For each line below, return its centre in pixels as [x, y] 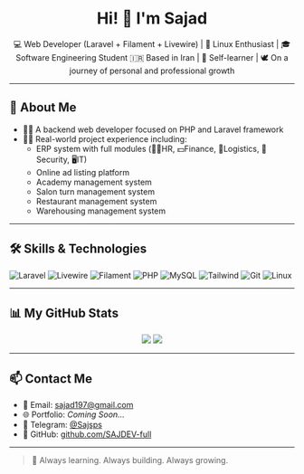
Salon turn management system [95, 191]
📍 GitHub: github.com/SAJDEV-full [87, 434]
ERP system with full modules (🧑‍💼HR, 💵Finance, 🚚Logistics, [147, 148]
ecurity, [52, 159]
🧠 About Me [43, 108]
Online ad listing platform [83, 172]
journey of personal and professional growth [152, 71]
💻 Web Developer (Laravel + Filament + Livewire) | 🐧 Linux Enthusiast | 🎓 [152, 43]
